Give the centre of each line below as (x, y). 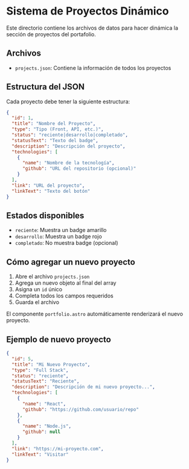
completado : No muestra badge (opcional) (67, 243)
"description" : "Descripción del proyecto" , (69, 146)
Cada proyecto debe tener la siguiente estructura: (68, 102)
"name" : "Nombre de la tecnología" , (68, 163)
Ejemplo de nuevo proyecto (59, 339)
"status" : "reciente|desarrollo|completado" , (70, 135)
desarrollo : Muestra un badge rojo (59, 236)
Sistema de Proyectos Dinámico (88, 11)
